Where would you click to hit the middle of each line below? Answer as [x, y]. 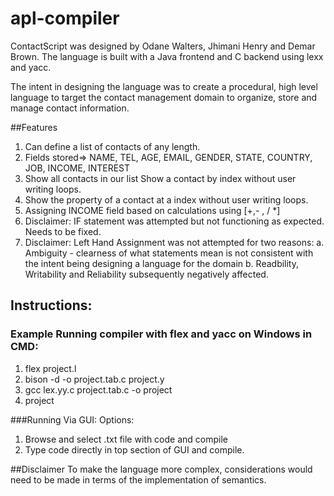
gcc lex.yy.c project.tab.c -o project [98, 389]
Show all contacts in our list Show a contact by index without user [160, 178]
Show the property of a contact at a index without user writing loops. [166, 199]
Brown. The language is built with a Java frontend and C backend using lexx [167, 56]
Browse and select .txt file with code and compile [126, 439]
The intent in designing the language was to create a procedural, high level [164, 86]
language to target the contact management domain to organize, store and [164, 97]
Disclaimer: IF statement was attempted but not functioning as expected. [174, 221]
